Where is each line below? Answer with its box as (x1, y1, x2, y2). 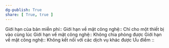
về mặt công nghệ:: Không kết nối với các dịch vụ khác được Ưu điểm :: (5, 36, 155, 43)
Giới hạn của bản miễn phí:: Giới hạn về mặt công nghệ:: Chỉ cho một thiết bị (5, 26, 164, 32)
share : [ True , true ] (5, 12, 53, 17)
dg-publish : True (5, 7, 42, 13)
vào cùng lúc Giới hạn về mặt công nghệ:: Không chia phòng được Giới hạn (5, 31, 162, 37)
